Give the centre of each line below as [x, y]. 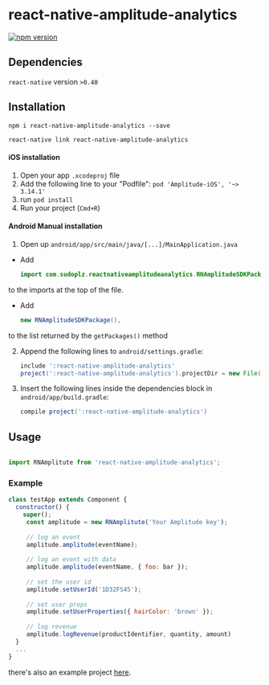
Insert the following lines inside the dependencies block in [116, 388]
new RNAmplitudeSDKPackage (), [71, 320]
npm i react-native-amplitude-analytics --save [90, 125]
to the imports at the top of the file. [66, 289]
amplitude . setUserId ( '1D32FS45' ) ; [84, 589]
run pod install [47, 199]
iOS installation [34, 158]
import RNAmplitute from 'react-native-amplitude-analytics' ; [114, 463]
